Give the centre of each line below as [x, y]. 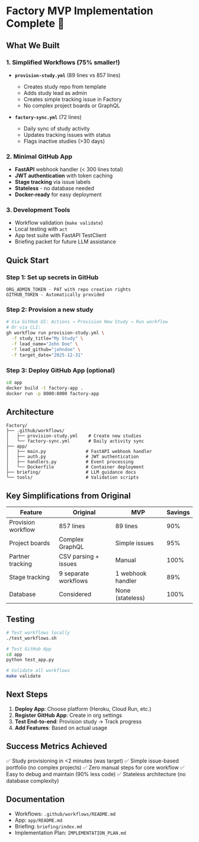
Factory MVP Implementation [80, 11]
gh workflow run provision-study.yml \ [55, 333]
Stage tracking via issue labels [52, 182]
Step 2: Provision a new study [50, 310]
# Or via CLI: [24, 327]
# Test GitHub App [29, 649]
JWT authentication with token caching [64, 176]
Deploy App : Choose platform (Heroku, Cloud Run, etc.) [83, 709]
